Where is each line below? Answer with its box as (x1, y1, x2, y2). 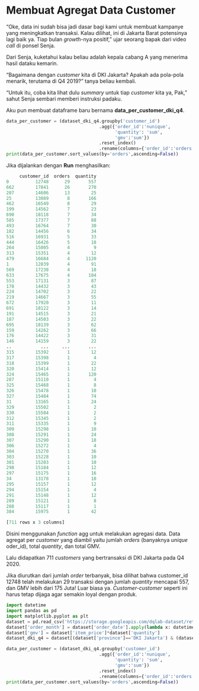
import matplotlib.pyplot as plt (6, 613, 89, 619)
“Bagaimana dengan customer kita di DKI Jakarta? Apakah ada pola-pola (6, 71, 184, 78)
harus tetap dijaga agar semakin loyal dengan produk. (6, 591, 137, 598)
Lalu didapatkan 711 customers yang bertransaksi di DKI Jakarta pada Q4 (6, 554, 185, 561)
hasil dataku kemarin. (6, 60, 58, 67)
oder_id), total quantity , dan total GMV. (6, 543, 101, 550)
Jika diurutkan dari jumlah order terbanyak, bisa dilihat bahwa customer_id (6, 572, 188, 579)
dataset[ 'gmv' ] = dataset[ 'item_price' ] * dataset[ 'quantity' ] (6, 629, 161, 636)
